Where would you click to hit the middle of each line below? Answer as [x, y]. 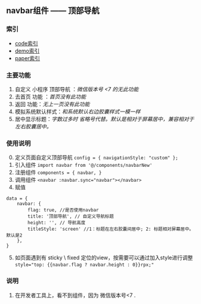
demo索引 [27, 51]
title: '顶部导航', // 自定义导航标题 [71, 216]
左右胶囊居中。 [33, 126]
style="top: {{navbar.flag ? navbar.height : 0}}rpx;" [84, 265]
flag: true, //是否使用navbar [64, 210]
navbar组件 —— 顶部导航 [53, 11]
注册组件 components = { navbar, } [58, 172]
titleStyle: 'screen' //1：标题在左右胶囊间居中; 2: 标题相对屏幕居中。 [111, 229]
